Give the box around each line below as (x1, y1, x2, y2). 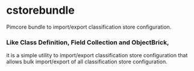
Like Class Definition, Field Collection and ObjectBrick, (6, 38, 169, 47)
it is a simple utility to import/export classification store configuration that (6, 52, 188, 59)
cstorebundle (6, 4, 75, 17)
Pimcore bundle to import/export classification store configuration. (6, 23, 172, 30)
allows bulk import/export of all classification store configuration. (6, 58, 167, 66)
